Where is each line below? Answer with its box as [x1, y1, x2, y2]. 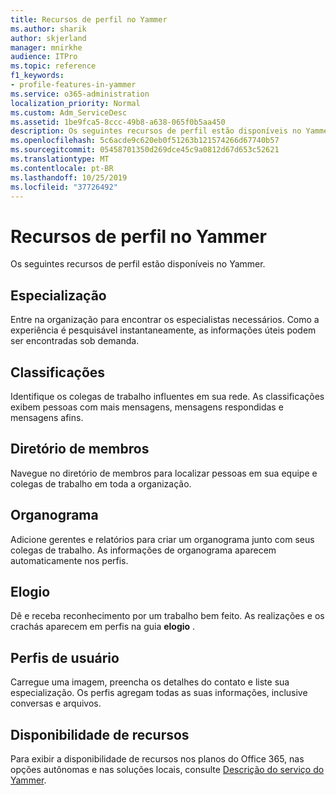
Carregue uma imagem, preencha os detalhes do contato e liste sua [10, 676, 290, 688]
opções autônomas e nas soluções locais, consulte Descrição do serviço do [10, 764, 325, 775]
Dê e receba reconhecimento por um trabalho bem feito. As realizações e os [10, 610, 325, 622]
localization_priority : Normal [10, 98, 141, 108]
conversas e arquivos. [10, 697, 102, 710]
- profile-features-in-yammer [10, 80, 137, 90]
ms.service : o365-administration [10, 89, 150, 99]
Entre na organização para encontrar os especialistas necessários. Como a [10, 314, 320, 326]
